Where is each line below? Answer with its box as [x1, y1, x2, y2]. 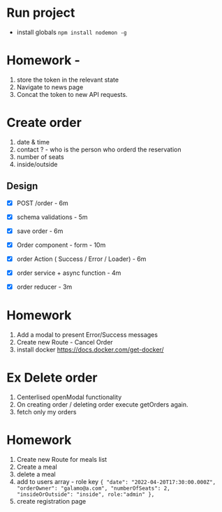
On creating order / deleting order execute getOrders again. [16, 400, 189, 409]
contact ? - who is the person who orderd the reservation [16, 145, 182, 153]
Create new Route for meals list [16, 455, 108, 463]
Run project [6, 5, 75, 21]
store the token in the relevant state [16, 75, 119, 84]
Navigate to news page [16, 82, 84, 91]
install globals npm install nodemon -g [16, 28, 127, 36]
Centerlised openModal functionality [16, 393, 122, 401]
